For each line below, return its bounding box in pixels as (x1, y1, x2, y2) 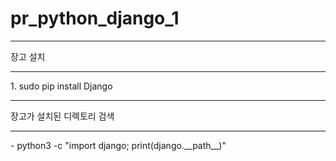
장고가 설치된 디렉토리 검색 (10, 110, 115, 122)
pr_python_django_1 (10, 7, 180, 30)
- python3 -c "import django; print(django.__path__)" (10, 139, 227, 151)
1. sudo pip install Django (10, 80, 113, 92)
